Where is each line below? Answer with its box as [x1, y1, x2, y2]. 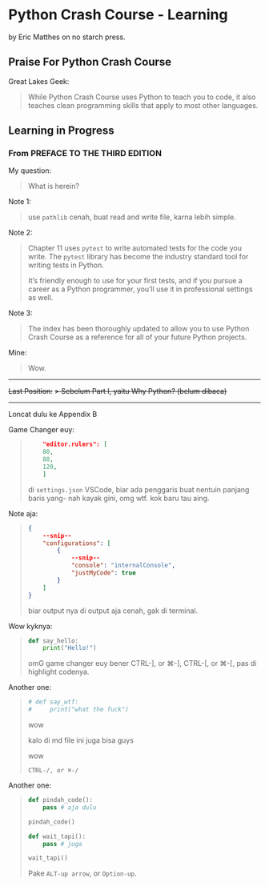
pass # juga [42, 840, 82, 848]
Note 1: [8, 197, 32, 206]
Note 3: [8, 308, 34, 318]
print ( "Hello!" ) [42, 644, 97, 652]
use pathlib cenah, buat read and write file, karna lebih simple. [27, 212, 236, 222]
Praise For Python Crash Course [8, 55, 172, 69]
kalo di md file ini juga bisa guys [27, 736, 134, 745]
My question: [8, 166, 52, 175]
